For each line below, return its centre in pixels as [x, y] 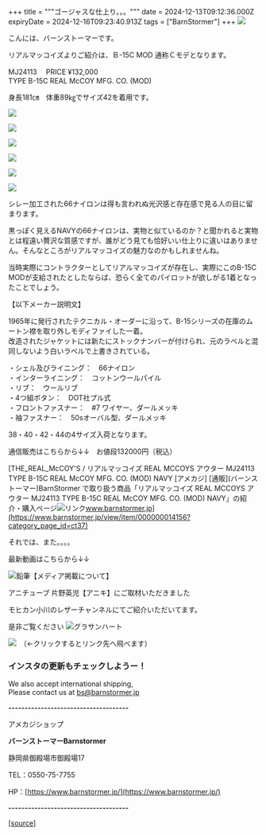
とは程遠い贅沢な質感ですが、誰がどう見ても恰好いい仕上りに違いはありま [130, 240]
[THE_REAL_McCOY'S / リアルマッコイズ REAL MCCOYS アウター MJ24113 [132, 468]
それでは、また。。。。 [41, 542]
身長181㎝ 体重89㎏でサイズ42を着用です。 [81, 97]
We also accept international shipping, [71, 684]
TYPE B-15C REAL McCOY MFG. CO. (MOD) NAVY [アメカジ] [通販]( [120, 478]
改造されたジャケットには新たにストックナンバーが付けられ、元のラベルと [130, 341]
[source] [22, 823]
